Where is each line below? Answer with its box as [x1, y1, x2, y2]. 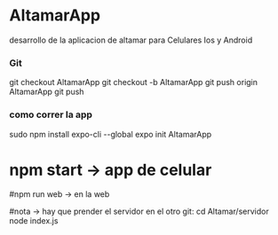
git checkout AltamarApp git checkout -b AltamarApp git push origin [9, 77, 258, 88]
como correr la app [9, 108, 93, 121]
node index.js [9, 215, 59, 226]
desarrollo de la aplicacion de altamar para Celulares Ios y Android [9, 35, 253, 45]
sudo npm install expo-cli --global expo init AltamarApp [9, 129, 212, 139]
